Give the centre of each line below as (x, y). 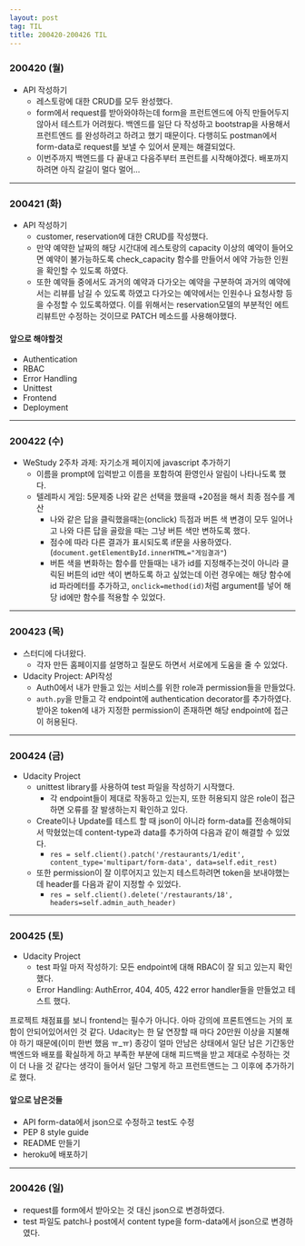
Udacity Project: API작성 (68, 676)
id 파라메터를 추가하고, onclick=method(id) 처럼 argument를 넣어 (166, 586)
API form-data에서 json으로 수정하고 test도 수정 (108, 1121)
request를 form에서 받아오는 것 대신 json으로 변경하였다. (123, 1210)
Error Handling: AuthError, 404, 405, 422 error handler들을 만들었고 (161, 990)
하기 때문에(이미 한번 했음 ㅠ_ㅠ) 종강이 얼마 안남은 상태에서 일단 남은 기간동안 (157, 1043)
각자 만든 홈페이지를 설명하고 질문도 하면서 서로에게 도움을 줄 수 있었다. (162, 664)
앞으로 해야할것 (36, 338)
